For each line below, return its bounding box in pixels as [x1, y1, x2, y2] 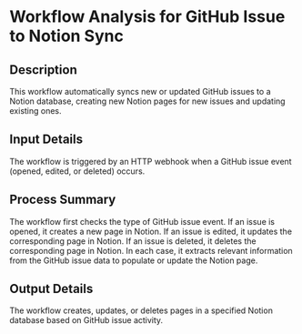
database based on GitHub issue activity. [9, 315, 164, 326]
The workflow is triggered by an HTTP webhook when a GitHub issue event [9, 156, 293, 167]
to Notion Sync [9, 25, 125, 46]
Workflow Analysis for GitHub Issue [9, 6, 286, 27]
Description [9, 62, 77, 77]
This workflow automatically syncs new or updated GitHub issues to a [9, 86, 271, 96]
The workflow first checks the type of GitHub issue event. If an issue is [9, 216, 276, 227]
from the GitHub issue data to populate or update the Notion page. [9, 255, 258, 266]
